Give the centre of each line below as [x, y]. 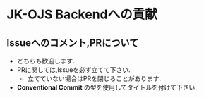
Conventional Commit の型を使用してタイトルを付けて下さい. [107, 87]
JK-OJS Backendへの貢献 [82, 14]
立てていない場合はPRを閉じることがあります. [94, 79]
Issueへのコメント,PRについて [73, 43]
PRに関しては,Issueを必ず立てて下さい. [74, 70]
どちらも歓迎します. [46, 61]
